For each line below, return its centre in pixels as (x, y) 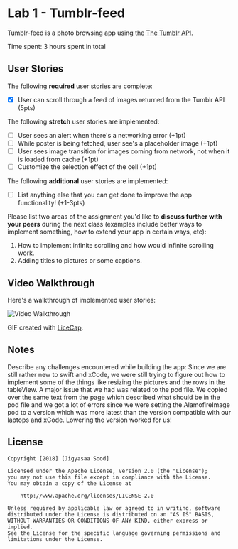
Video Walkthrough (51, 283)
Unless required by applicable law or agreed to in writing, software (114, 508)
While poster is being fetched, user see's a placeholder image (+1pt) (118, 143)
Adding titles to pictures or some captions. (80, 261)
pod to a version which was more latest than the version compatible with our (119, 412)
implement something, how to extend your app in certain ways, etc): (107, 232)
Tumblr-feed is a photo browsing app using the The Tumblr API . (100, 33)
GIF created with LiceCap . (45, 327)
